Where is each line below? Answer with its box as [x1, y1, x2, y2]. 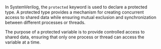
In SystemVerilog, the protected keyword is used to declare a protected [5, 4, 147, 10]
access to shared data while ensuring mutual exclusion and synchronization [5, 15, 157, 20]
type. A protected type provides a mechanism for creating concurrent [5, 9, 144, 15]
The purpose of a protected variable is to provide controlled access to [5, 29, 145, 34]
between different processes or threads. [5, 19, 86, 25]
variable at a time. [5, 39, 41, 45]
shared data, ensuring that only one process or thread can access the [5, 34, 145, 40]
